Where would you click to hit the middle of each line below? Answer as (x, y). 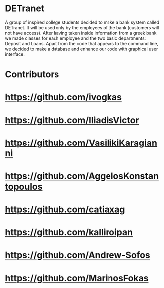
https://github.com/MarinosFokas (77, 278)
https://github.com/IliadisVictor (72, 120)
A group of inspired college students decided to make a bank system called (82, 22)
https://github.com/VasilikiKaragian (81, 143)
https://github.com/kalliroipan (69, 232)
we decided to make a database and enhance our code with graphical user (82, 49)
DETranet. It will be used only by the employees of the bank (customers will (82, 27)
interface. (15, 54)
